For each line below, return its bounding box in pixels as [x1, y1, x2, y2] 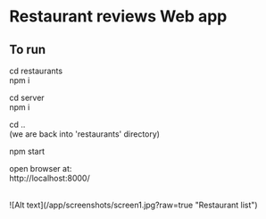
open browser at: [9, 164, 72, 173]
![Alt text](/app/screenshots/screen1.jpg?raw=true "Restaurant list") [9, 199, 258, 210]
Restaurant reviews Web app [9, 6, 228, 27]
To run [9, 42, 46, 57]
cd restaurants [9, 65, 63, 76]
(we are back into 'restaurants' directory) [9, 129, 161, 139]
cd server [9, 92, 45, 103]
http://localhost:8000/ [9, 173, 91, 183]
